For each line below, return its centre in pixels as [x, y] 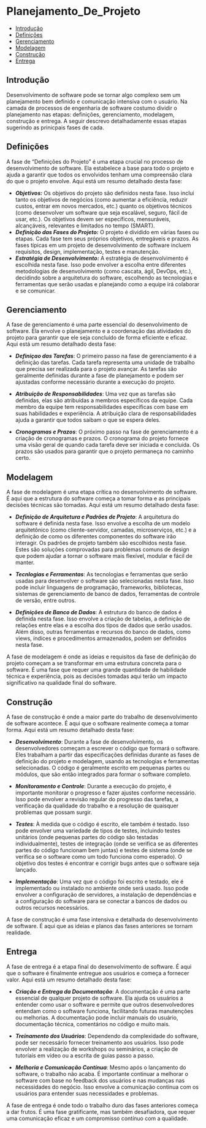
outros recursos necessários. [52, 908]
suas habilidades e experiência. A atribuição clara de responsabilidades [106, 413]
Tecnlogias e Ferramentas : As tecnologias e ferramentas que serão [101, 574]
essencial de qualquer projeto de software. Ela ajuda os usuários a [99, 998]
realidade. [19, 932]
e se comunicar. [36, 291]
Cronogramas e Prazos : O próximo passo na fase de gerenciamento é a [106, 432]
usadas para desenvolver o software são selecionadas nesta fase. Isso [105, 581]
